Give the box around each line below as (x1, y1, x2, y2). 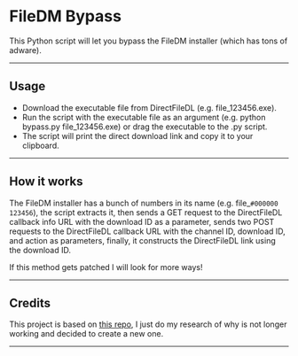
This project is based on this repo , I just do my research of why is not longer (9, 319, 287, 329)
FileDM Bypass (9, 6, 122, 27)
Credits (9, 295, 51, 311)
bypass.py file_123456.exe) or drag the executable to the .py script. (21, 121, 268, 132)
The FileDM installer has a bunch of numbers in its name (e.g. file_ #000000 (9, 197, 278, 208)
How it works (9, 174, 83, 190)
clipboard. (21, 140, 59, 151)
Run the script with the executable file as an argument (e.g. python (21, 112, 266, 122)
